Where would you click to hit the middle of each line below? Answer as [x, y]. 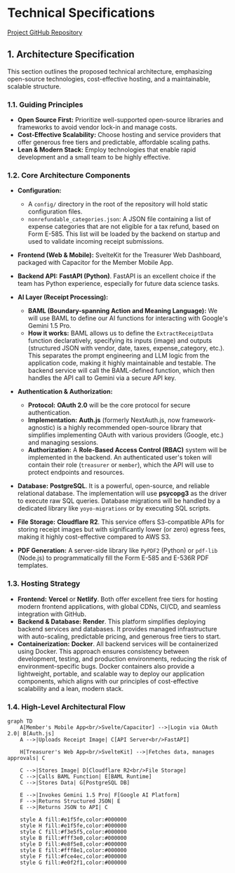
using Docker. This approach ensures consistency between [103, 651]
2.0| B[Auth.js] [31, 733]
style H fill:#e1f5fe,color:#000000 [74, 826]
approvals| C [26, 758]
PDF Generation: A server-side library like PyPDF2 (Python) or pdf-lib [117, 551]
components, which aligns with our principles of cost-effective [108, 681]
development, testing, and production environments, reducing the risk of [122, 659]
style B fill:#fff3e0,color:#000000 [74, 838]
